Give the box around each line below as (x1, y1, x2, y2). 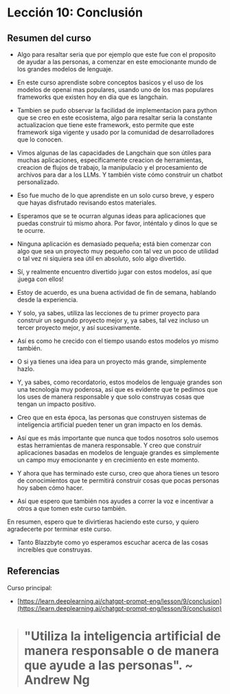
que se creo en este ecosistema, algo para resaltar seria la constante (16, 113, 213, 122)
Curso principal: (7, 583, 53, 592)
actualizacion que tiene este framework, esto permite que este (16, 121, 194, 128)
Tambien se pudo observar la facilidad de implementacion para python (16, 107, 218, 114)
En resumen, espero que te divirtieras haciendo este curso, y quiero (7, 517, 199, 526)
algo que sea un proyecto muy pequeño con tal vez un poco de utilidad (16, 247, 219, 255)
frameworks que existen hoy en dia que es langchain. (16, 93, 169, 101)
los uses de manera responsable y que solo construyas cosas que (16, 393, 205, 401)
